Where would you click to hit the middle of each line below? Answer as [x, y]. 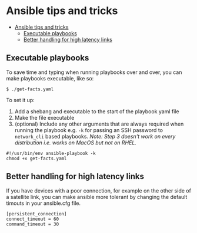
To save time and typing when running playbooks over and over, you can [94, 72]
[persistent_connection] [36, 214]
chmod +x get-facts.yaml [36, 158]
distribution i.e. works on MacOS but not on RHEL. [76, 143]
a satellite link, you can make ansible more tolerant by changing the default [97, 197]
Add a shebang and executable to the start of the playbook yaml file [97, 111]
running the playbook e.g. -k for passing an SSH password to [89, 130]
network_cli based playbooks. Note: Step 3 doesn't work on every [95, 136]
